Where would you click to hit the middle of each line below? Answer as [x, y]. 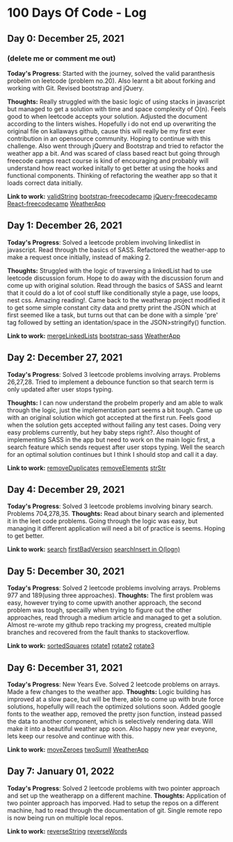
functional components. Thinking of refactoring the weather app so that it [112, 175]
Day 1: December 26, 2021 [65, 226]
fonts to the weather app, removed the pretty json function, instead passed [115, 713]
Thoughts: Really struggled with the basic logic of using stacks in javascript [116, 102]
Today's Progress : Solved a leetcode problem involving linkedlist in [104, 242]
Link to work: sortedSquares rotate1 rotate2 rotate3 [81, 646]
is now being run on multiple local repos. [65, 818]
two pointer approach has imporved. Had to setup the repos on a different [113, 803]
